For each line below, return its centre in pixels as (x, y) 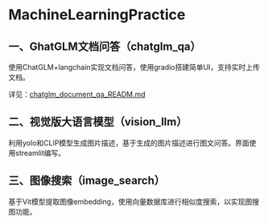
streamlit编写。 (40, 153)
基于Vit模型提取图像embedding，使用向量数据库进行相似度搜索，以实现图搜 (134, 202)
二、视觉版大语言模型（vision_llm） (98, 122)
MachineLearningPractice (97, 15)
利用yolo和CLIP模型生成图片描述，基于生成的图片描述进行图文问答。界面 (129, 143)
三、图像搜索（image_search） (87, 181)
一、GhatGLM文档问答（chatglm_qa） (105, 46)
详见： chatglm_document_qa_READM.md (77, 94)
